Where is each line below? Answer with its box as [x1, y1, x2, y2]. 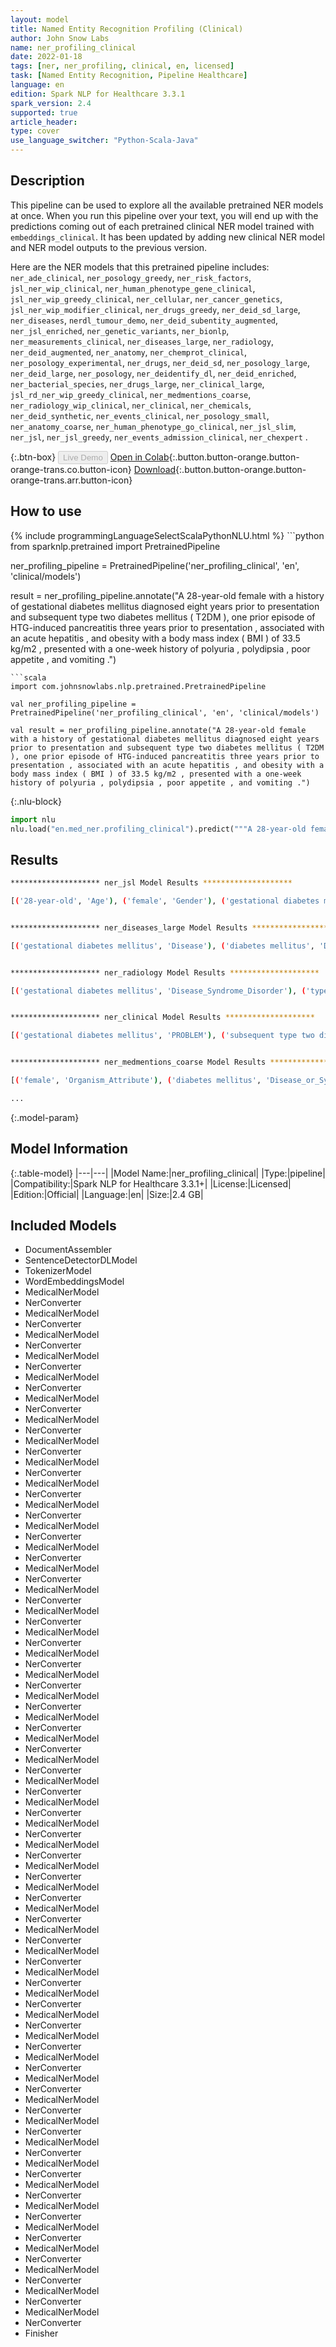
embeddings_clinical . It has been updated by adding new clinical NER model [10, 231, 325, 243]
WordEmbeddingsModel [24, 1276, 125, 1288]
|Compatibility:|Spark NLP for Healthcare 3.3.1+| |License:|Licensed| [10, 1177, 292, 1190]
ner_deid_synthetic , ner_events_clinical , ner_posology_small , [10, 409, 270, 421]
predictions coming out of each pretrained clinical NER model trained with [10, 220, 315, 232]
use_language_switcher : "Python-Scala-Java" [10, 136, 199, 146]
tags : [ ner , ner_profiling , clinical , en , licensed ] [10, 61, 235, 71]
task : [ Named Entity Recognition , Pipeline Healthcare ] [10, 71, 248, 81]
